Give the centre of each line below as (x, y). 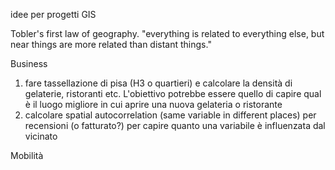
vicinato (41, 136)
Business (29, 63)
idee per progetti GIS (53, 14)
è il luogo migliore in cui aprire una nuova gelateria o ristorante (153, 104)
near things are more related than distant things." (111, 44)
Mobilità (27, 155)
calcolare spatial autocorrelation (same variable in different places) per (170, 115)
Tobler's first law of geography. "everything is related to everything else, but (167, 33)
